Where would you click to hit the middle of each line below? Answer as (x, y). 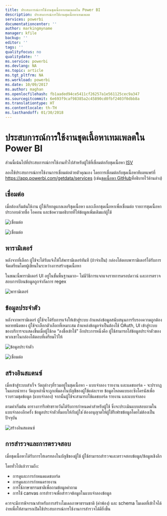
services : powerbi (24, 19)
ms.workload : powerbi (28, 80)
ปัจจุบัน (11, 418)
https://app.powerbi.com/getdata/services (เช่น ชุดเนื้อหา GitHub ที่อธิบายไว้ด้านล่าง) (84, 178)
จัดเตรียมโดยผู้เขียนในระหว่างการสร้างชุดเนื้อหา (43, 266)
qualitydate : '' (22, 57)
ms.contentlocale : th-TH (31, 108)
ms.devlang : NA (21, 66)
